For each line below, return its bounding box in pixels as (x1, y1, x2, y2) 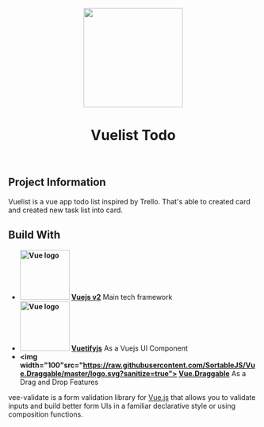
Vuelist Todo (90, 126, 176, 145)
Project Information (8, 176, 106, 189)
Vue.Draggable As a (178, 368, 247, 378)
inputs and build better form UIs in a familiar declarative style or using (8, 401, 236, 410)
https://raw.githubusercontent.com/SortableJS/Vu (82, 360, 255, 370)
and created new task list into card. (8, 205, 123, 215)
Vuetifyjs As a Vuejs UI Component (71, 343, 188, 353)
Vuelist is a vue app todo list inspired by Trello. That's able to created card (8, 196, 251, 206)
